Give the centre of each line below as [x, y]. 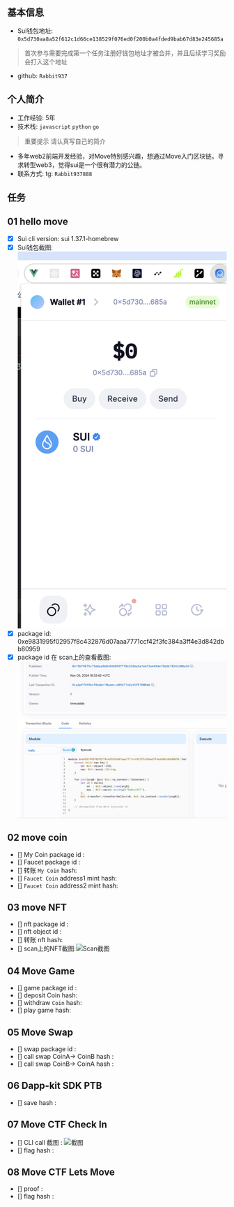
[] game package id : [47, 988]
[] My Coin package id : [51, 854]
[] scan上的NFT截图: [47, 948]
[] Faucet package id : [49, 862]
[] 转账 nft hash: [40, 940]
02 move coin [37, 838]
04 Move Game [41, 971]
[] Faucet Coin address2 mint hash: [68, 886]
